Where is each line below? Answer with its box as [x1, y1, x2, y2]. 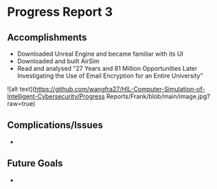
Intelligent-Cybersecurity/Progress [7, 92, 105, 100]
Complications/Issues [7, 120, 103, 131]
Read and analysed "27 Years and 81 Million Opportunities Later [16, 65, 198, 72]
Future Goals [7, 157, 63, 169]
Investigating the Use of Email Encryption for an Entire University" [16, 71, 204, 80]
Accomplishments [7, 32, 87, 43]
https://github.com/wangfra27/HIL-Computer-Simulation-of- [34, 85, 205, 93]
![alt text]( [7, 85, 36, 93]
